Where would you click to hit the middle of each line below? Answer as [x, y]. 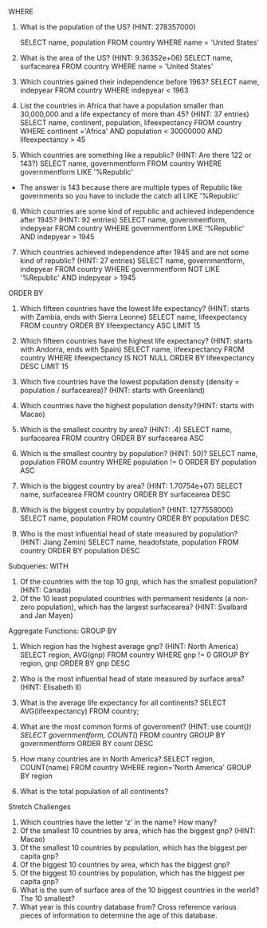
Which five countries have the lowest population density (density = [130, 381]
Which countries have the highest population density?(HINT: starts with [137, 405]
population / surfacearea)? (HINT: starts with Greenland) [112, 390]
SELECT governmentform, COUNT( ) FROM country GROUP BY [122, 735]
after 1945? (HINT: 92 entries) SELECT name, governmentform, [123, 220]
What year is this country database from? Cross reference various [128, 907]
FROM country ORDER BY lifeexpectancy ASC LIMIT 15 [110, 325]
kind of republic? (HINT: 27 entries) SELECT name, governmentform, [132, 261]
